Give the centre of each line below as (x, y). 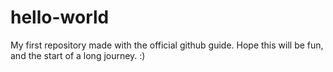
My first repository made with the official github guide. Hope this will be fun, (167, 45)
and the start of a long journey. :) (78, 55)
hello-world (60, 17)
